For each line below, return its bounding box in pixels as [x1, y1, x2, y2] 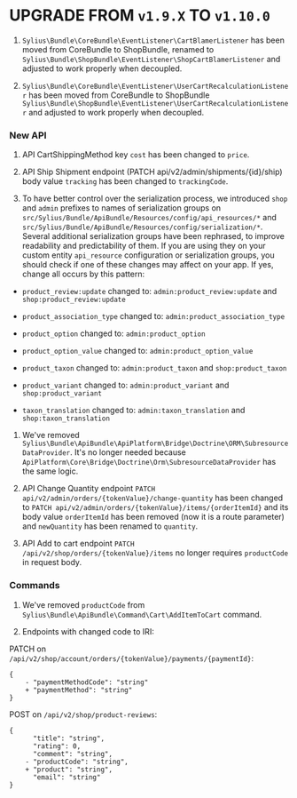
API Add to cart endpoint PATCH [21, 539, 135, 549]
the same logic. [21, 466, 79, 476]
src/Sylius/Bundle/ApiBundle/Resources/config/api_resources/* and [21, 212, 277, 223]
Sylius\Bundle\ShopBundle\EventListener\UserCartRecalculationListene [21, 99, 289, 108]
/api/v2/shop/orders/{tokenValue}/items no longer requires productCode [21, 547, 289, 558]
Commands [9, 579, 60, 592]
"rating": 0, [32, 741, 82, 751]
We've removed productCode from [21, 599, 145, 610]
